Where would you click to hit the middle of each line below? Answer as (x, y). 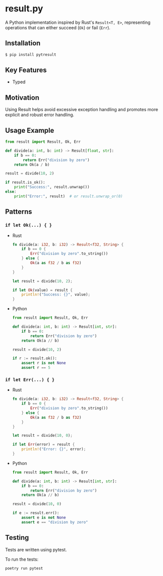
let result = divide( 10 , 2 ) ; (42, 281)
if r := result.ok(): (35, 358)
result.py (24, 9)
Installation (23, 43)
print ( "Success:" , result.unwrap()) (52, 187)
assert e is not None (44, 518)
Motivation (22, 97)
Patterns (19, 212)
